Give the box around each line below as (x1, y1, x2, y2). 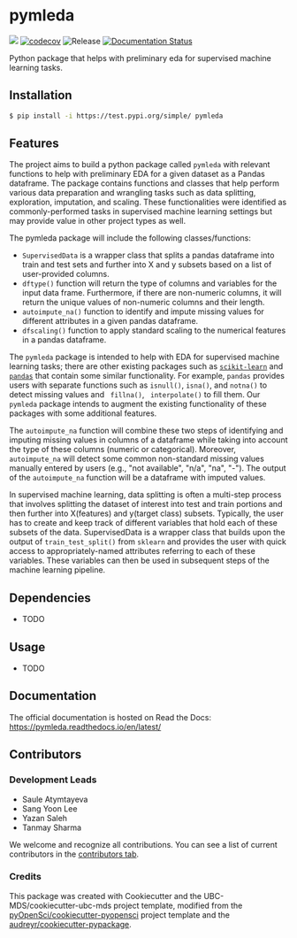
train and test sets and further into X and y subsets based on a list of (21, 259, 272, 270)
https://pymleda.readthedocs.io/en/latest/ (9, 721, 162, 732)
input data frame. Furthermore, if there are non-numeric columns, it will (21, 288, 282, 298)
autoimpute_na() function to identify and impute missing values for (21, 306, 265, 317)
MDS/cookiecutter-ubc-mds (9, 900, 112, 911)
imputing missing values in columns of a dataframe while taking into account (9, 434, 288, 445)
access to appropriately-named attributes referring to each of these (9, 546, 256, 557)
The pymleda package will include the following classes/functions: (9, 233, 252, 243)
